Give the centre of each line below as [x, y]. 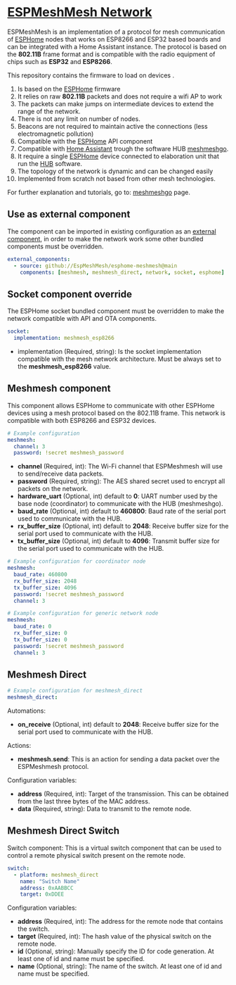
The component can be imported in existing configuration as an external [112, 231]
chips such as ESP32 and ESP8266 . [60, 61]
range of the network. [49, 111]
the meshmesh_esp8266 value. [64, 366]
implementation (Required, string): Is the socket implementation [109, 351]
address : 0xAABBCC [47, 888]
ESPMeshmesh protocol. [53, 767]
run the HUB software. [50, 163]
